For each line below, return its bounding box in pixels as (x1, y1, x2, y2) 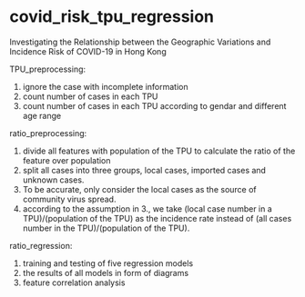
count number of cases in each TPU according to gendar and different (22, 100, 287, 111)
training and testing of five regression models (22, 257, 194, 269)
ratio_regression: (9, 240, 73, 251)
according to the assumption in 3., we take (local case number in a (22, 203, 273, 214)
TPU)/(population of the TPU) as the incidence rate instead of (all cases (22, 213, 292, 223)
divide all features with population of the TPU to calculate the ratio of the (22, 145, 296, 156)
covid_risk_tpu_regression (9, 6, 215, 27)
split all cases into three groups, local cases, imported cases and (22, 164, 267, 175)
